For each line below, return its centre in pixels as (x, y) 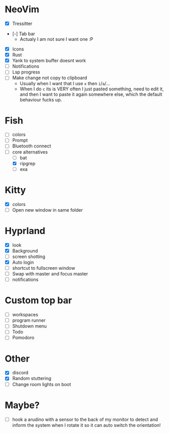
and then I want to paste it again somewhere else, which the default (91, 94)
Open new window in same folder (47, 210)
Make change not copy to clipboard (50, 78)
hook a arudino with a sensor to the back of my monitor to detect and (85, 419)
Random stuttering (32, 378)
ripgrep (28, 163)
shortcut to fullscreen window (43, 268)
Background (25, 250)
